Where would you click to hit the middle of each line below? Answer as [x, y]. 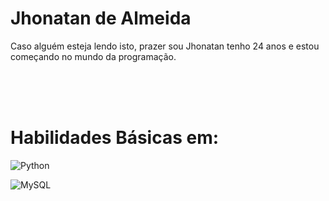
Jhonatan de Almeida [101, 18]
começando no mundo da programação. [93, 56]
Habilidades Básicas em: [115, 138]
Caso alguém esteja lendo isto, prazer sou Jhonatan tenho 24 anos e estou [165, 46]
